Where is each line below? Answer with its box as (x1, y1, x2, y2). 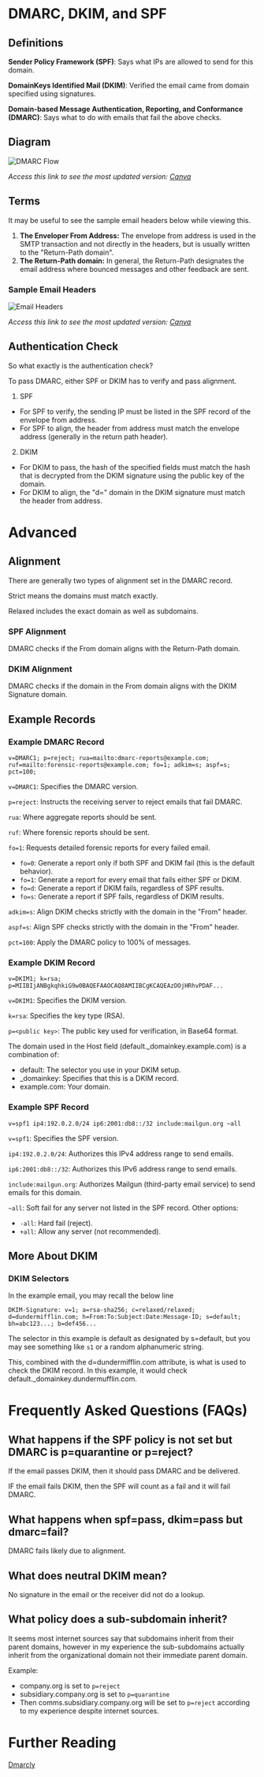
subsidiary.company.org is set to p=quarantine (19, 1689, 170, 1699)
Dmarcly (8, 1760, 35, 1769)
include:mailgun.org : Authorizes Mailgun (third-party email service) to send (8, 1179, 256, 1189)
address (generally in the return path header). (19, 431, 168, 441)
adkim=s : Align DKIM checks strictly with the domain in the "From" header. (8, 907, 248, 917)
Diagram (8, 136, 51, 149)
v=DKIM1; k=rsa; (8, 975, 61, 983)
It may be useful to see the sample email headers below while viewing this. (8, 215, 251, 225)
